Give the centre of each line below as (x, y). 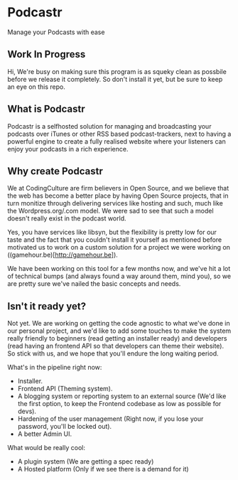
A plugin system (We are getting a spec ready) (86, 462)
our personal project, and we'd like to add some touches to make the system (119, 331)
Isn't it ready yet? (47, 306)
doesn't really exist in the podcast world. (67, 218)
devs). (27, 411)
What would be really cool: (46, 448)
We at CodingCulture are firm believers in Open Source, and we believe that (118, 188)
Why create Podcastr (55, 171)
